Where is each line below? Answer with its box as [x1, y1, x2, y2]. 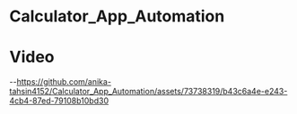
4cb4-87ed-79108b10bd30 [9, 95, 109, 106]
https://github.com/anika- [16, 77, 112, 87]
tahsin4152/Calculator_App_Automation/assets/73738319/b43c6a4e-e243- [9, 86, 288, 97]
